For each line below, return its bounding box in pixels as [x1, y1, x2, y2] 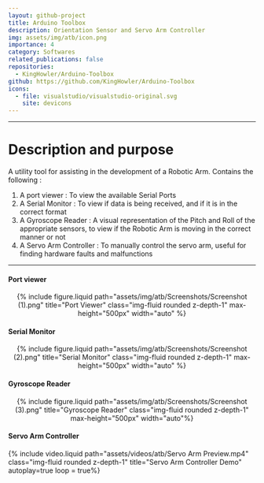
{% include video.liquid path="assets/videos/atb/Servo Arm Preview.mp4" [8, 448, 249, 458]
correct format [19, 207, 67, 217]
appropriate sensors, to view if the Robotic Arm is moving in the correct [19, 224, 251, 233]
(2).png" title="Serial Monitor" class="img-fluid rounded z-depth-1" [13, 352, 233, 362]
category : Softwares [8, 48, 76, 56]
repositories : [8, 63, 55, 71]
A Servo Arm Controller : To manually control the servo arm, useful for [19, 241, 247, 251]
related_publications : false [8, 56, 104, 64]
